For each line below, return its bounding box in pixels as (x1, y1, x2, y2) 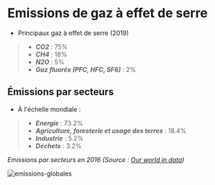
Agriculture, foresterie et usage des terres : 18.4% (35, 126, 187, 135)
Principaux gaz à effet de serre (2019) (17, 29, 130, 37)
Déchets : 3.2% (35, 141, 82, 150)
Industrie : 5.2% (35, 134, 84, 142)
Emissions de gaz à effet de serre (7, 5, 208, 21)
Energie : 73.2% (35, 119, 83, 127)
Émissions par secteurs (7, 86, 114, 98)
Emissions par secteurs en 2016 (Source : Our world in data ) (7, 155, 185, 164)
